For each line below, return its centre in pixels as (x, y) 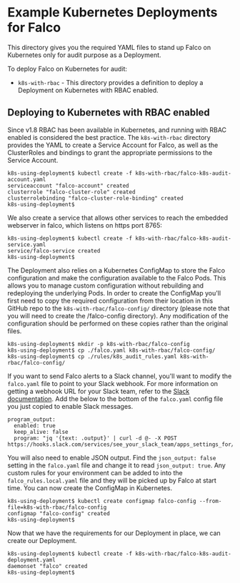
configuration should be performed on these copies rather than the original (118, 323)
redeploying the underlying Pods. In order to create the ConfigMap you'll (114, 293)
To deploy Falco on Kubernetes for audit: (67, 69)
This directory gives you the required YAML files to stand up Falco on (109, 47)
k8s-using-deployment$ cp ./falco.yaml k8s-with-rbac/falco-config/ (111, 350)
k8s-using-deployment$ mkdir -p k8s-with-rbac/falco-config (99, 344)
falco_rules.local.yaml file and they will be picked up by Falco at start (112, 480)
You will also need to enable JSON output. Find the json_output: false (112, 457)
